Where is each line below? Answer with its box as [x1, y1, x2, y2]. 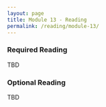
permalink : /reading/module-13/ [7, 22, 99, 29]
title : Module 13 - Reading [7, 16, 88, 23]
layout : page [7, 10, 44, 17]
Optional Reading [7, 78, 66, 87]
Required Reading [7, 45, 68, 55]
